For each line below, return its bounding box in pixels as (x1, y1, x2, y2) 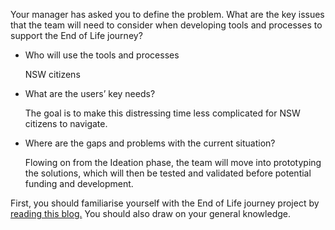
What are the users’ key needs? (24, 88, 156, 99)
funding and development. (24, 178, 134, 189)
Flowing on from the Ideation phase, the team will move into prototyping (24, 157, 322, 168)
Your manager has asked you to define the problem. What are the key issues (10, 9, 325, 20)
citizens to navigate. (24, 118, 108, 129)
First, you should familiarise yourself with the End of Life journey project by (10, 197, 320, 209)
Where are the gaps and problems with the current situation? (24, 137, 276, 149)
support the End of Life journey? (10, 30, 143, 41)
